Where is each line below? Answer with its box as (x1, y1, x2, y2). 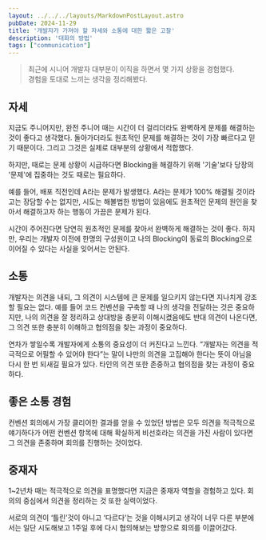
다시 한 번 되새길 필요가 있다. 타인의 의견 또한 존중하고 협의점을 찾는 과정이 (8, 359, 240, 369)
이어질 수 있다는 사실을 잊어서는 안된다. (8, 243, 130, 253)
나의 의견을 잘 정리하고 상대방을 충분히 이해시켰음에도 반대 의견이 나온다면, (25, 312, 258, 322)
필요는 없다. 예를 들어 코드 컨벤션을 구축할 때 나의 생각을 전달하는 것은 (16, 302, 234, 312)
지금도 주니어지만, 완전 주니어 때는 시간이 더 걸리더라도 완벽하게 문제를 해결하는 (8, 122, 256, 132)
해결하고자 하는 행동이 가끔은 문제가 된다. (22, 206, 152, 216)
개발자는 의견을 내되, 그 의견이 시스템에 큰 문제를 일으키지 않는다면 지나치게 (8, 292, 243, 302)
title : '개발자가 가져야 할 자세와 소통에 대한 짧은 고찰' (8, 26, 176, 34)
